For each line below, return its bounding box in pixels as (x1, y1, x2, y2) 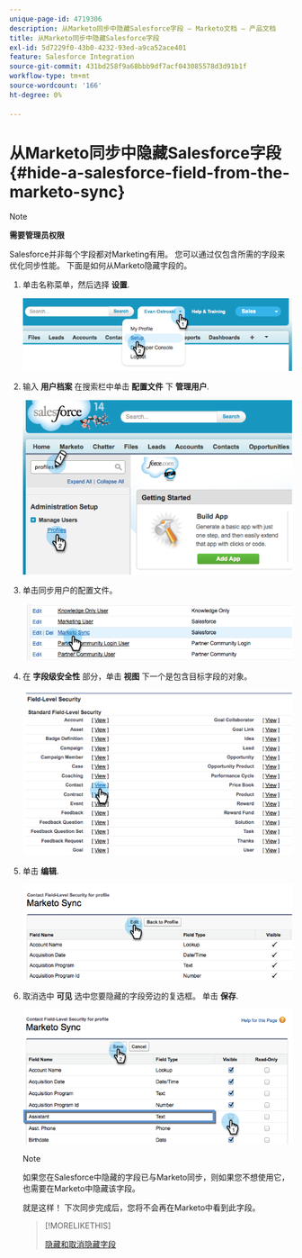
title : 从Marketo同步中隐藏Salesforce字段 (9, 33, 160, 42)
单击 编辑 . (22, 865, 59, 877)
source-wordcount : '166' (9, 81, 102, 90)
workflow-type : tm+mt (9, 72, 91, 81)
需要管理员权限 (9, 230, 65, 240)
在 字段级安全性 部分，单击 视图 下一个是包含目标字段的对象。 (22, 671, 253, 682)
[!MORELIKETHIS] (44, 1220, 111, 1231)
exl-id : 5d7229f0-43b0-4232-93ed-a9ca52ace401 (9, 43, 187, 52)
